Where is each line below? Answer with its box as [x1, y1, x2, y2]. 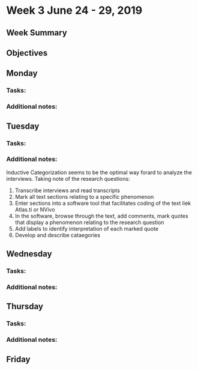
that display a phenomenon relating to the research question [14, 219, 164, 226]
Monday [6, 68, 38, 79]
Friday [6, 354, 31, 364]
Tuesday [6, 121, 40, 131]
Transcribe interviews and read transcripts [14, 187, 120, 194]
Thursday [6, 302, 44, 312]
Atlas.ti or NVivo [14, 205, 55, 213]
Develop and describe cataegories [14, 231, 101, 238]
